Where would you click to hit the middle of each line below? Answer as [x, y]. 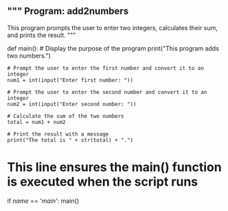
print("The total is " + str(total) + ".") [70, 140]
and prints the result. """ [42, 35]
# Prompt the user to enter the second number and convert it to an [107, 92]
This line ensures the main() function [114, 167]
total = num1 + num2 [37, 122]
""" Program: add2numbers [68, 11]
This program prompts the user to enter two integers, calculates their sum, [112, 27]
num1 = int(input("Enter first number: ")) [70, 80]
